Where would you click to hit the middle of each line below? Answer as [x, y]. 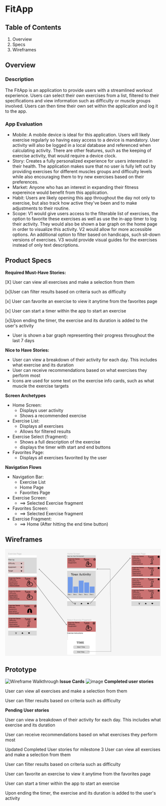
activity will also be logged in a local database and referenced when [81, 145]
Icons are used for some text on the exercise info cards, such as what [83, 381]
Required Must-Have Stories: [36, 272]
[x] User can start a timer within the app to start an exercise [66, 311]
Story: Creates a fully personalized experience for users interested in [83, 161]
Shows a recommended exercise [53, 415]
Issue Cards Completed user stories [107, 681]
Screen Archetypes [25, 395]
